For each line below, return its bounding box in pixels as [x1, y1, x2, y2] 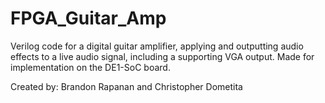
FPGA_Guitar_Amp [10, 7, 167, 30]
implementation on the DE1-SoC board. [10, 61, 171, 73]
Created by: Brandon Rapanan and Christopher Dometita [10, 80, 243, 92]
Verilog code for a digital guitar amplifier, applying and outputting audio [10, 40, 304, 52]
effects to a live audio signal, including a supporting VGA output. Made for [10, 50, 315, 62]
